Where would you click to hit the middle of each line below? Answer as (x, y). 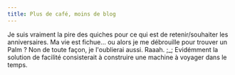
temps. (17, 64)
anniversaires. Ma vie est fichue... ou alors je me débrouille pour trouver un (117, 42)
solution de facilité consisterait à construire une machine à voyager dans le (117, 57)
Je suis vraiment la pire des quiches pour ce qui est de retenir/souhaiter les (118, 34)
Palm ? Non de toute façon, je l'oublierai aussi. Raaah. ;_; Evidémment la (113, 49)
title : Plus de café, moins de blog (62, 14)
